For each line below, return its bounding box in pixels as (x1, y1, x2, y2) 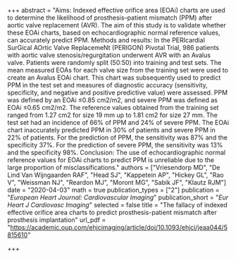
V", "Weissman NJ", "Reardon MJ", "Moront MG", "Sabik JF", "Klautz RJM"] (7, 178, 227, 186)
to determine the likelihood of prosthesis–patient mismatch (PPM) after (7, 13, 213, 22)
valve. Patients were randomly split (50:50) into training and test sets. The (7, 59, 222, 66)
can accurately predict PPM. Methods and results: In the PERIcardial (7, 36, 206, 44)
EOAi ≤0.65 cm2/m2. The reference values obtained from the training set (7, 104, 219, 111)
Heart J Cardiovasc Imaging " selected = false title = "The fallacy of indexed (7, 201, 228, 209)
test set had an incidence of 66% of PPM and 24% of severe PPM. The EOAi (7, 118, 230, 126)
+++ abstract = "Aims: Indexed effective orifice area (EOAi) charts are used (7, 6, 225, 14)
